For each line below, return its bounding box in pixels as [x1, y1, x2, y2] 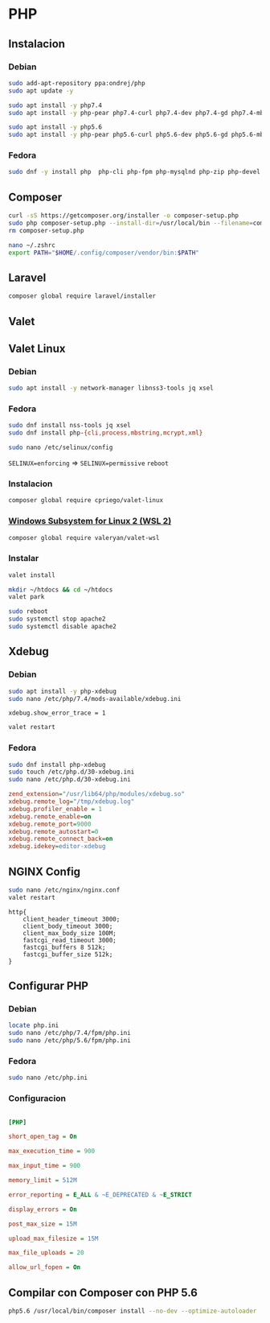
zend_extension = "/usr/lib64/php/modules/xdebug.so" [8, 790, 185, 798]
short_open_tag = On [8, 1132, 78, 1141]
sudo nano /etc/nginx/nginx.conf [8, 886, 121, 894]
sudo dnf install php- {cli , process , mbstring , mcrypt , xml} [8, 429, 203, 437]
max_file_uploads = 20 [8, 1249, 84, 1257]
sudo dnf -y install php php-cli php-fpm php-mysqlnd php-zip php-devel [8, 168, 261, 176]
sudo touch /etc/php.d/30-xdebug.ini [8, 768, 135, 777]
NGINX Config [8, 864, 81, 878]
